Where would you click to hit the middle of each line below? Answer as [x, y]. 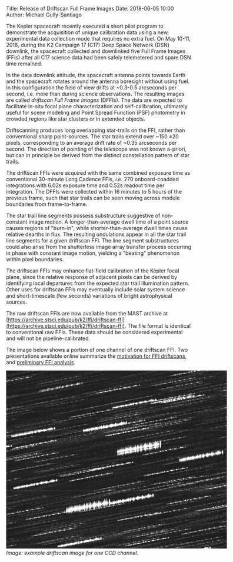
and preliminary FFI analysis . [41, 362]
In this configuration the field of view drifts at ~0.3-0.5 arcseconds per [91, 87]
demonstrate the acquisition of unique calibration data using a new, [88, 32]
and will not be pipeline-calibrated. [48, 338]
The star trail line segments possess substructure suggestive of [83, 215]
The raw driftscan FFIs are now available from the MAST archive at [87, 313]
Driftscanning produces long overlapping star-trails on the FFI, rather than [96, 130]
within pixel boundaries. [35, 259]
